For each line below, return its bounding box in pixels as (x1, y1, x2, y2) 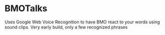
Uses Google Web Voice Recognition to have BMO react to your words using (4, 19, 160, 25)
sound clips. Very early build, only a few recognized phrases (4, 24, 128, 30)
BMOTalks (4, 3, 47, 14)
